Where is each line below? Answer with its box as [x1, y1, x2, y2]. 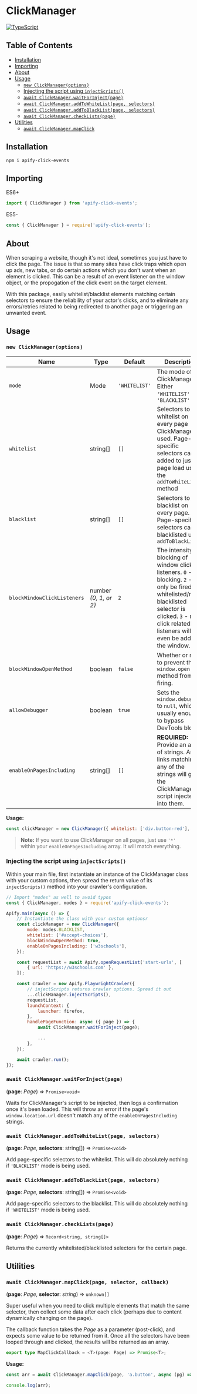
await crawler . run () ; [16, 1056, 69, 1063]
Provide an [157, 740, 186, 748]
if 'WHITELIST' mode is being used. [6, 1206, 90, 1214]
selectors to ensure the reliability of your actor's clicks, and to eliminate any [6, 297, 189, 304]
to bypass [157, 716, 184, 724]
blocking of [157, 553, 188, 562]
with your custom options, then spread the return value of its [6, 876, 152, 884]
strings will [157, 770, 186, 778]
